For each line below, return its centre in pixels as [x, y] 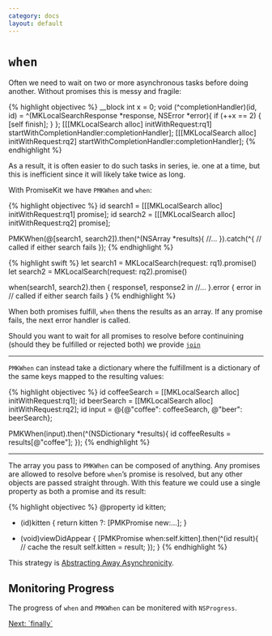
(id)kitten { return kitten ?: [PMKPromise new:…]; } [104, 523]
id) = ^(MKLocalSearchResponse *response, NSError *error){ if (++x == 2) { [135, 116]
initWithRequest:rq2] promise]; [59, 223]
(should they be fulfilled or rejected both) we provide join [104, 344]
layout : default [36, 23]
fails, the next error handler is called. [70, 320]
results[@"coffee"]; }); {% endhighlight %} [79, 442]
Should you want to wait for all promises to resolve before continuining [126, 336]
